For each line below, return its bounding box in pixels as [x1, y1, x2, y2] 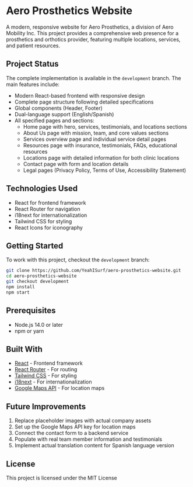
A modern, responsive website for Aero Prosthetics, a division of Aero [6, 23, 174, 30]
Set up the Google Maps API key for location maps [14, 423, 136, 430]
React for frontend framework [14, 199, 86, 206]
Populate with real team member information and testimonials [14, 436, 162, 443]
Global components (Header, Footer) [14, 104, 103, 112]
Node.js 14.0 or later [14, 321, 63, 328]
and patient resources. [6, 42, 61, 49]
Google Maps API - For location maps [14, 385, 105, 392]
